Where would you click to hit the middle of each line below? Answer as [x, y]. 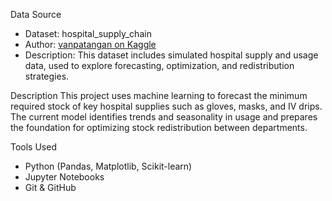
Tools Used [33, 147]
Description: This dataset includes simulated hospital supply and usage [171, 55]
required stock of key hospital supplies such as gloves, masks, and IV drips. [166, 106]
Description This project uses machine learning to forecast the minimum [159, 95]
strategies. [47, 76]
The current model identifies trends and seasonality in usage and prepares [164, 117]
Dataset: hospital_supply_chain [88, 33]
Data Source [36, 14]
